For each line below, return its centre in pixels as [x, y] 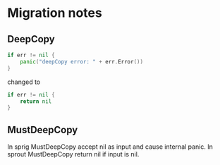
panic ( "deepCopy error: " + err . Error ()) [81, 61]
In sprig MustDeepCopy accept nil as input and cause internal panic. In [110, 147]
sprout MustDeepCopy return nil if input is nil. [73, 154]
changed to [24, 82]
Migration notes [55, 13]
